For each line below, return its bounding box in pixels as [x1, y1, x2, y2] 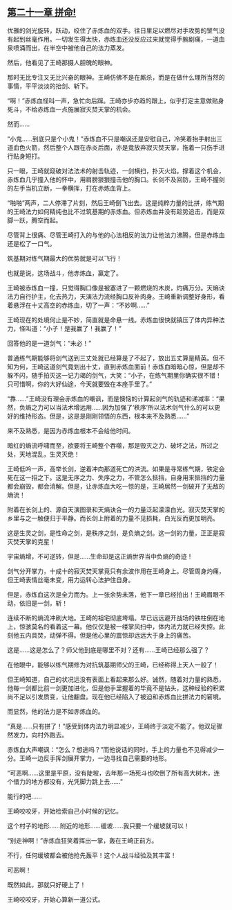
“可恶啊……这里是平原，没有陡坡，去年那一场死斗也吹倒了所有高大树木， [7, 769, 214, 777]
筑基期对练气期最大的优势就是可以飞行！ [7, 254, 122, 262]
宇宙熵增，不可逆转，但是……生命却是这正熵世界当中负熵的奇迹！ [7, 552, 193, 560]
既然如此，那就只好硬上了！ [7, 880, 86, 889]
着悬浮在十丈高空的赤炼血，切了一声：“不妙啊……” [7, 301, 150, 309]
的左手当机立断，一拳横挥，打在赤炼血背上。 [7, 184, 135, 192]
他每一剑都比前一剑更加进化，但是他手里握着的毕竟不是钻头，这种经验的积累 [7, 683, 225, 692]
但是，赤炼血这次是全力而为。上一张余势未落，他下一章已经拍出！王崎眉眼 [7, 590, 219, 598]
